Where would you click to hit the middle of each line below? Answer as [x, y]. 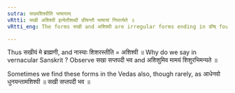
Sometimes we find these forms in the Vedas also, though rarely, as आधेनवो [114, 74]
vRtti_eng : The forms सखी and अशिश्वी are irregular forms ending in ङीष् [112, 26]
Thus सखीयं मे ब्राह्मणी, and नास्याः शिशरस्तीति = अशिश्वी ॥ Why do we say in [102, 52]
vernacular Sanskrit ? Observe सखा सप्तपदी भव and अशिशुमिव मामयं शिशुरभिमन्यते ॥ [113, 60]
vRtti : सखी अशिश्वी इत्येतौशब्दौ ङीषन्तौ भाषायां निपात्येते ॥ [71, 20]
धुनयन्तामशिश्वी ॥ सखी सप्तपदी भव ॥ [49, 82]
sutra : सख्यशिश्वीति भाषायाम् [39, 14]
